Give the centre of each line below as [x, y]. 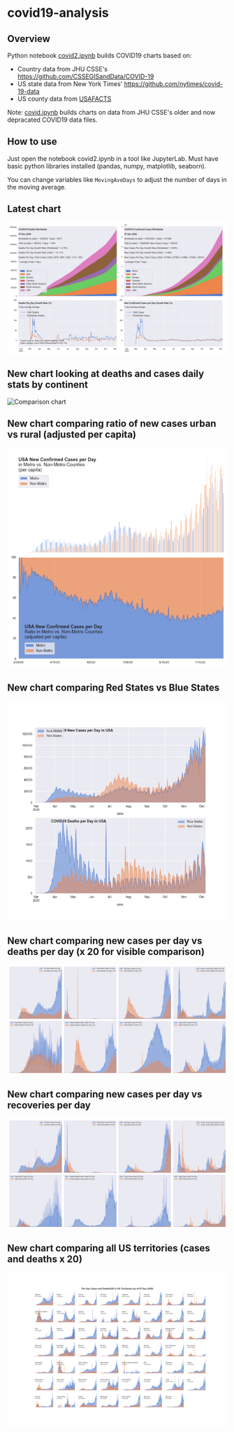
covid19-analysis [58, 13]
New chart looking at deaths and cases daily [106, 374]
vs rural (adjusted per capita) [72, 435]
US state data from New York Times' [70, 84]
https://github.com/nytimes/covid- [174, 84]
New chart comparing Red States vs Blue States [114, 687]
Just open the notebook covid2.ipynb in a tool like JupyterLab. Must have [113, 158]
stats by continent [48, 385]
